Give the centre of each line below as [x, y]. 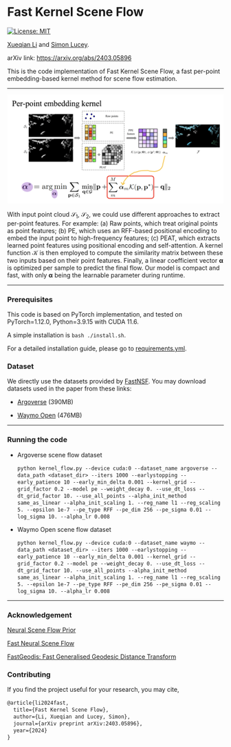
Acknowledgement [40, 615]
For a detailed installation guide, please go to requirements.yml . [97, 348]
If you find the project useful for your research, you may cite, [93, 690]
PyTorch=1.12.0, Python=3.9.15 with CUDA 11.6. [73, 322]
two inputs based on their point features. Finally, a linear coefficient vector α [115, 260]
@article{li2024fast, [38, 703]
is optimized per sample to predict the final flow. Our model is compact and [113, 268]
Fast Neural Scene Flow [41, 643]
